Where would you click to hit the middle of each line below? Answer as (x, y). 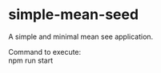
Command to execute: (45, 52)
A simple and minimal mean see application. (81, 36)
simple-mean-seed (73, 15)
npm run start (31, 60)
